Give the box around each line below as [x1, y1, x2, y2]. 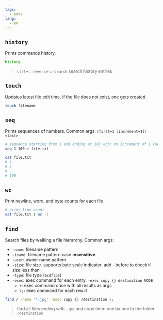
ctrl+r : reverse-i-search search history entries [16, 68, 113, 74]
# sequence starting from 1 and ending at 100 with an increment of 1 [5, 142, 151, 147]
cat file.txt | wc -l [5, 212, 49, 217]
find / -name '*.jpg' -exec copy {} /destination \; [5, 297, 114, 302]
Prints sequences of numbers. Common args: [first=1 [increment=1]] [5, 128, 147, 134]
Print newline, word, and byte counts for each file [5, 198, 103, 204]
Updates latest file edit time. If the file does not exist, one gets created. [5, 94, 147, 100]
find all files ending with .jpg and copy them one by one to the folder [16, 305, 155, 311]
